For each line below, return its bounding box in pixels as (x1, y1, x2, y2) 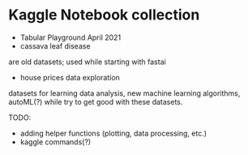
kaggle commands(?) (19, 136, 92, 147)
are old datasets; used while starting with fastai (8, 57, 166, 67)
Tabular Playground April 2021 (19, 32, 122, 42)
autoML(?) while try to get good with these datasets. (8, 97, 183, 106)
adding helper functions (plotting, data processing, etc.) (19, 128, 207, 138)
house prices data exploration (19, 72, 120, 82)
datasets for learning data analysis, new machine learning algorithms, (8, 88, 241, 98)
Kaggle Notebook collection (8, 6, 200, 24)
